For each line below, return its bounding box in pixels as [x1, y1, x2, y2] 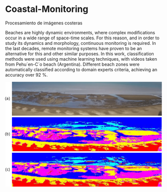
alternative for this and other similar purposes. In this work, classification [5, 51, 154, 57]
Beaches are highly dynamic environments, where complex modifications [5, 29, 156, 35]
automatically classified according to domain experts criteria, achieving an [5, 66, 158, 73]
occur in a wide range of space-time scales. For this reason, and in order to [5, 35, 160, 41]
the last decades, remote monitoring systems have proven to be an [5, 45, 142, 51]
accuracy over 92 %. [5, 72, 48, 78]
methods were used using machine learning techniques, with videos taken [5, 56, 158, 62]
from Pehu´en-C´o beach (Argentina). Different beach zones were [5, 61, 140, 67]
